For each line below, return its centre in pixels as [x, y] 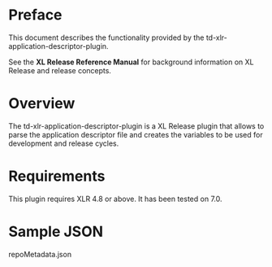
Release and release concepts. [60, 70]
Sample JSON [56, 232]
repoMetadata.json [40, 254]
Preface [35, 15]
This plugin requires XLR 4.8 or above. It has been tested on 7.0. [115, 199]
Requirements [57, 176]
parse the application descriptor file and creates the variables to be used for [136, 134]
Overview [42, 104]
